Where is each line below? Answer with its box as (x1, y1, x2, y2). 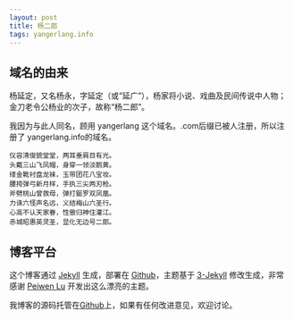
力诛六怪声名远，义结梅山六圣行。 (9, 198, 116, 208)
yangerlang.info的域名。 (26, 131, 117, 143)
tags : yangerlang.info (9, 29, 94, 38)
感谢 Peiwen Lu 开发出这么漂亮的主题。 (9, 281, 155, 291)
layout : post (9, 13, 58, 22)
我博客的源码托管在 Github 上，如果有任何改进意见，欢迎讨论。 (9, 300, 238, 310)
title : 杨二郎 (9, 21, 58, 30)
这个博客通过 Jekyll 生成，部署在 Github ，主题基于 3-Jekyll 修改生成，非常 (9, 270, 284, 280)
